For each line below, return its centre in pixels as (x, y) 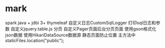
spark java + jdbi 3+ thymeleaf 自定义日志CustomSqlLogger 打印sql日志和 (81, 23)
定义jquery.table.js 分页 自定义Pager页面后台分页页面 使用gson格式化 (85, 29)
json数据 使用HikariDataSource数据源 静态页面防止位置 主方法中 (70, 35)
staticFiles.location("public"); (35, 40)
